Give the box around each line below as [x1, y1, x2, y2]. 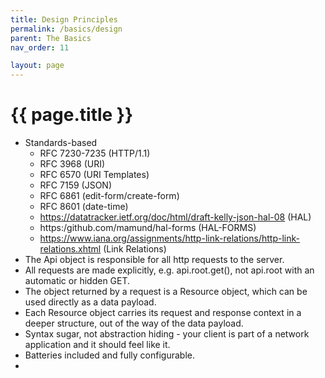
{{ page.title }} [10, 104, 134, 126]
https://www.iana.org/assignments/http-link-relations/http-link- [39, 232, 300, 245]
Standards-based [24, 137, 98, 149]
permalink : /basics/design [10, 24, 123, 34]
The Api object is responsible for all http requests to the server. [24, 254, 285, 266]
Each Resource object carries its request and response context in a [24, 307, 302, 319]
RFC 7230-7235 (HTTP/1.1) [39, 147, 151, 160]
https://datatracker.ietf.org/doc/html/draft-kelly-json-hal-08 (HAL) [39, 211, 312, 223]
